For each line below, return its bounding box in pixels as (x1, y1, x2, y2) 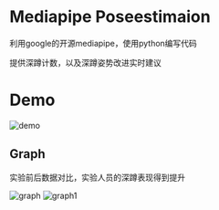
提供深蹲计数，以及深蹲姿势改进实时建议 (9, 57, 162, 68)
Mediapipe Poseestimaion (9, 6, 212, 27)
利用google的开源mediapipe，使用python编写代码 (9, 37, 198, 48)
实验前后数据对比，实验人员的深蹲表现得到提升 (9, 172, 185, 183)
